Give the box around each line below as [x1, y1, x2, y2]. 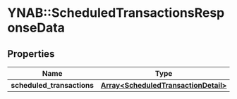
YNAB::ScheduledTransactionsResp [7, 5, 225, 21]
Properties [7, 48, 55, 60]
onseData [7, 20, 66, 36]
